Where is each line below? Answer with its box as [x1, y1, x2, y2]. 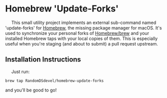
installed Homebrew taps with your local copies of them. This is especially [5, 35, 158, 41]
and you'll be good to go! [5, 87, 57, 93]
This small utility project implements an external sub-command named [11, 19, 156, 25]
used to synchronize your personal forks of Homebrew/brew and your [5, 30, 149, 36]
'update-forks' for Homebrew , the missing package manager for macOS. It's [5, 24, 162, 30]
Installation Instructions [5, 55, 81, 64]
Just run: [11, 68, 30, 74]
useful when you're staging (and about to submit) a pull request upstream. [5, 40, 158, 46]
